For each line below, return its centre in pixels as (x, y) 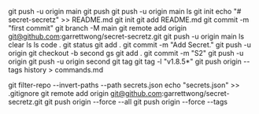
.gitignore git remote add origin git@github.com (85, 93)
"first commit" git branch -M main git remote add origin (98, 28)
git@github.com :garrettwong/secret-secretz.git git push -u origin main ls (126, 36)
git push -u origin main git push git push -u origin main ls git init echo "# (125, 11)
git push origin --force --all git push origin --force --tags (136, 102)
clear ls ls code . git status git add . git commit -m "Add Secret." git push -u (130, 45)
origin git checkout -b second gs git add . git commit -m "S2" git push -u (126, 53)
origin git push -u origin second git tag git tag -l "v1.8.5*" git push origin (125, 61)
